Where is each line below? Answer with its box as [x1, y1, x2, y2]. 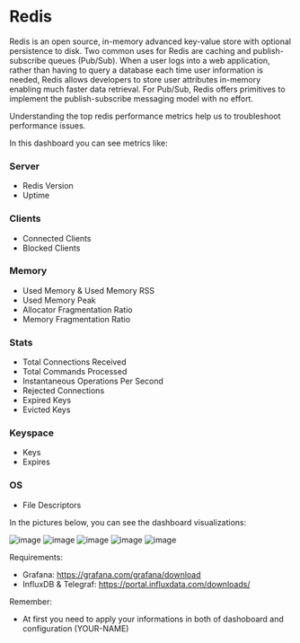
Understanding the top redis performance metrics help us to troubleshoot [9, 110, 281, 121]
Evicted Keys [22, 404, 71, 415]
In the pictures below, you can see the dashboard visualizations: [9, 516, 247, 527]
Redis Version [22, 181, 74, 191]
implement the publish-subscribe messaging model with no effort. [9, 92, 254, 104]
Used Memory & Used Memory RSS [22, 285, 155, 295]
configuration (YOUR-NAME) [22, 622, 129, 634]
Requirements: [9, 551, 63, 562]
